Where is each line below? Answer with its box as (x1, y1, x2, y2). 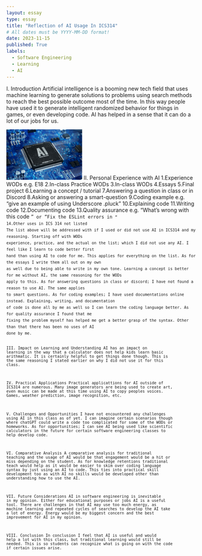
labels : (6, 49, 26, 55)
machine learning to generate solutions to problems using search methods (6, 91, 192, 98)
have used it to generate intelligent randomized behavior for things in (6, 104, 179, 112)
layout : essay (6, 10, 42, 16)
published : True (6, 42, 47, 48)
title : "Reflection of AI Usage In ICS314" (6, 22, 118, 29)
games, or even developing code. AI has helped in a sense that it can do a (6, 110, 191, 118)
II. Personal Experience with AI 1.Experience (83, 174, 194, 181)
